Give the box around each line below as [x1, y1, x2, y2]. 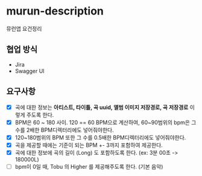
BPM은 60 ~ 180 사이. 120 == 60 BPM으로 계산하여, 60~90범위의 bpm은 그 [14, 119, 197, 126]
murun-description [6, 4, 104, 18]
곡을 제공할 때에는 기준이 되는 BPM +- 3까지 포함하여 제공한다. [14, 141, 163, 149]
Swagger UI [14, 67, 45, 74]
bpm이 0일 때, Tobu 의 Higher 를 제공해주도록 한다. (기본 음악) [14, 163, 163, 170]
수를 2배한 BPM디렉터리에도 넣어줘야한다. [14, 126, 115, 134]
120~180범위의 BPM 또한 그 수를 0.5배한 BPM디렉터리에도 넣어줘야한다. [14, 134, 186, 141]
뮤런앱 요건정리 [6, 25, 42, 32]
